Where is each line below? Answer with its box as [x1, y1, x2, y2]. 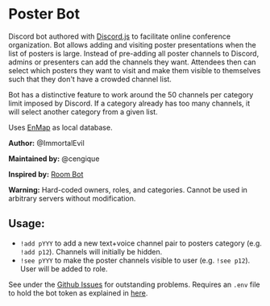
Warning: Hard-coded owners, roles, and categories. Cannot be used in [8, 184, 248, 194]
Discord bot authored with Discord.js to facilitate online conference [8, 31, 231, 41]
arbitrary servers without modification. [8, 193, 136, 203]
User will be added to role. [19, 263, 108, 274]
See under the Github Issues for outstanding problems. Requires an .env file [8, 279, 260, 289]
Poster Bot [8, 5, 81, 23]
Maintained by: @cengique [8, 154, 100, 163]
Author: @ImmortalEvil [8, 138, 85, 147]
